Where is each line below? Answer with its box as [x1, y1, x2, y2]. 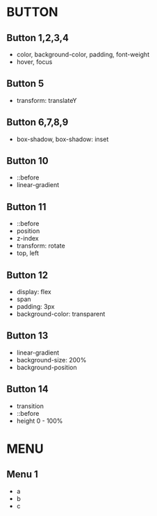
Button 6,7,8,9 [6, 116, 69, 129]
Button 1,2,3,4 [6, 32, 69, 44]
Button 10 [6, 155, 49, 167]
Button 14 [6, 383, 49, 395]
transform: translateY [16, 96, 77, 104]
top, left [16, 249, 40, 257]
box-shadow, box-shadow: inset [16, 135, 109, 143]
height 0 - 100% [16, 417, 63, 425]
